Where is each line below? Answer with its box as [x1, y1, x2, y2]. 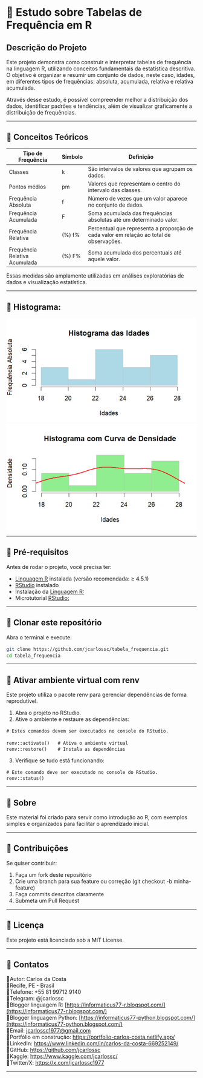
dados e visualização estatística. [6, 279, 88, 286]
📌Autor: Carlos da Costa [6, 976, 66, 983]
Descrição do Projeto [6, 42, 87, 53]
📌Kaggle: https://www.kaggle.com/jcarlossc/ [6, 1053, 118, 1060]
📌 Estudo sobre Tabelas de [6, 5, 143, 19]
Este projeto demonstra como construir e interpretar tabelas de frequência [6, 59, 192, 65]
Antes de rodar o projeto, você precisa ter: [6, 563, 112, 570]
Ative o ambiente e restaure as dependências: [14, 716, 130, 723]
